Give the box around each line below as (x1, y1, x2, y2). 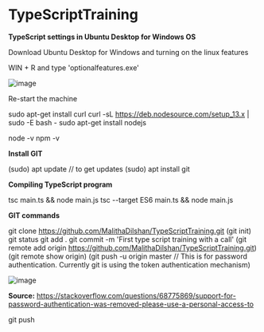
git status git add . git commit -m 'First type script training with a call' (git (8, 234, 247, 244)
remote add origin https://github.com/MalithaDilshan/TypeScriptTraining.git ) (8, 243, 257, 252)
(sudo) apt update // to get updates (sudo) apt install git (8, 164, 191, 173)
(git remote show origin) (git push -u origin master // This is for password (8, 251, 248, 261)
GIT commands (8, 210, 60, 220)
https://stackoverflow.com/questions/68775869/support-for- (37, 290, 236, 300)
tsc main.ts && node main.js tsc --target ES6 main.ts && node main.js (8, 195, 234, 204)
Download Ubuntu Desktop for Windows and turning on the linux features (8, 47, 249, 57)
